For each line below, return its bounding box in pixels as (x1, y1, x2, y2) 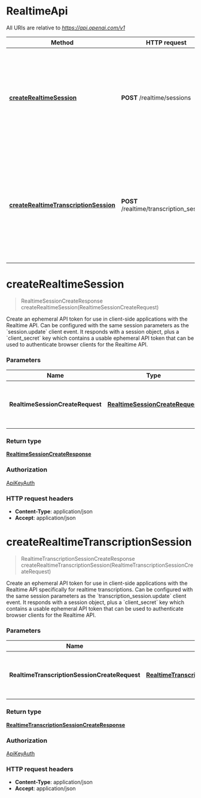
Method (50, 38, 74, 46)
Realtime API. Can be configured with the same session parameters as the (6, 321, 190, 328)
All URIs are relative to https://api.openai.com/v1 (6, 24, 126, 31)
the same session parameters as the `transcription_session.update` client (6, 593, 187, 599)
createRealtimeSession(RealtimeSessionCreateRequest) (20, 303, 159, 310)
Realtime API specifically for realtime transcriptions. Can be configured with (6, 586, 193, 593)
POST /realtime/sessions (121, 93, 191, 101)
